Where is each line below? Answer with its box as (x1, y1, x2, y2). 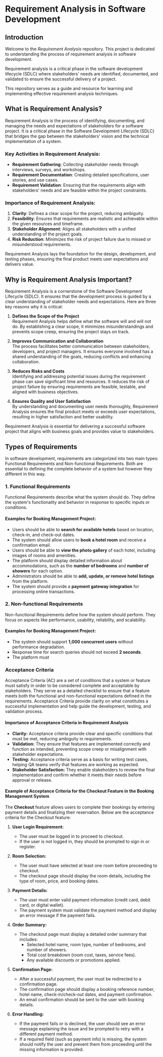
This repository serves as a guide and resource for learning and (5, 86, 133, 91)
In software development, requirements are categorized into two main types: (5, 456, 159, 462)
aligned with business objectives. (12, 389, 79, 395)
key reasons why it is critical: (5, 304, 63, 310)
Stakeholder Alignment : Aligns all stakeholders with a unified (12, 226, 136, 232)
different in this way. (5, 471, 46, 477)
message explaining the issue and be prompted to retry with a (19, 1025, 144, 1032)
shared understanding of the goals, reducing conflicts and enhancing (12, 354, 151, 359)
